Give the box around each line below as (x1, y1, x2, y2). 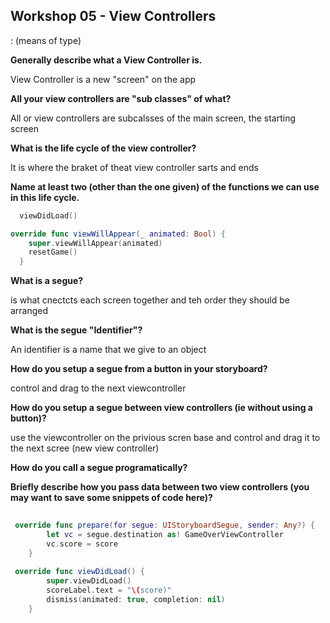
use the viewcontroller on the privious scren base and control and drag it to (10, 432, 321, 444)
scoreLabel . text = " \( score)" (46, 585, 172, 596)
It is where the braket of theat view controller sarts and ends (10, 161, 259, 173)
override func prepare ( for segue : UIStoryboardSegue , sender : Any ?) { (14, 520, 316, 531)
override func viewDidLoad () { (14, 567, 145, 577)
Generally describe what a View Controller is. (10, 54, 203, 66)
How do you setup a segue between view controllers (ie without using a (10, 402, 313, 414)
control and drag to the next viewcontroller (10, 382, 187, 394)
